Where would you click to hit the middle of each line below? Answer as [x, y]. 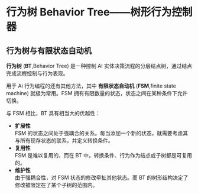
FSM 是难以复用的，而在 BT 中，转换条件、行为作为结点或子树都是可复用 [103, 155]
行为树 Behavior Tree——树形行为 [89, 12]
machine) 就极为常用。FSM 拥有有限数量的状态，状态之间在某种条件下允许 [97, 93]
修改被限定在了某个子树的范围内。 [56, 185]
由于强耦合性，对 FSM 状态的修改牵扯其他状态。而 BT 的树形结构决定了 [101, 177]
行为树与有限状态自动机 [49, 51]
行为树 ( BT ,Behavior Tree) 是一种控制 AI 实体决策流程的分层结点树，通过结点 [99, 66]
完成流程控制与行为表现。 [37, 73]
